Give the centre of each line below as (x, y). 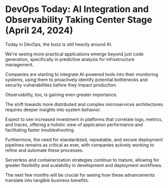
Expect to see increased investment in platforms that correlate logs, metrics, (84, 119)
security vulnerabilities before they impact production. (61, 85)
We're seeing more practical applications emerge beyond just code (74, 54)
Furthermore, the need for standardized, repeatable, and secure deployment (84, 139)
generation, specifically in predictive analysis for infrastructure (70, 59)
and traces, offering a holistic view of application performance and (74, 124)
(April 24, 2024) (39, 30)
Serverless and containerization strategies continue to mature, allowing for (82, 160)
